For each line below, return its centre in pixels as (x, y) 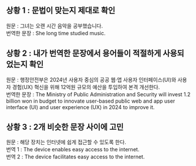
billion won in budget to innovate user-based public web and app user (91, 101)
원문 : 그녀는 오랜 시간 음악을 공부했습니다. (55, 26)
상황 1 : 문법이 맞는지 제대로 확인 (61, 11)
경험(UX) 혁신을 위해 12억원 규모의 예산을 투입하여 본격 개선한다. (86, 87)
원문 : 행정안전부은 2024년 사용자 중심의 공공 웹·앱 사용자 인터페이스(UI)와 (91, 79)
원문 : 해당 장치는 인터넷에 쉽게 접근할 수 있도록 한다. (66, 142)
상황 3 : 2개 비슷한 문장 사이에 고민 (65, 127)
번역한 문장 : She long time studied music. (56, 33)
